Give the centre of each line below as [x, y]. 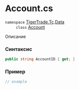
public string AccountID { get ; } [40, 59]
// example [16, 82]
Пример [15, 72]
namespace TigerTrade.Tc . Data [35, 22]
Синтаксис [19, 49]
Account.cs [29, 9]
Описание [15, 36]
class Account [30, 27]
